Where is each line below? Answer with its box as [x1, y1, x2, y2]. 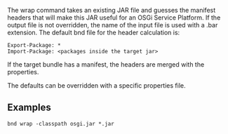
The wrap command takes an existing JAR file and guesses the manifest [7, 6, 216, 14]
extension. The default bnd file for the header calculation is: [7, 28, 180, 36]
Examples [7, 102, 51, 114]
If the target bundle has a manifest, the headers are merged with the [7, 60, 205, 69]
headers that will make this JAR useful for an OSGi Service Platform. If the [7, 13, 221, 22]
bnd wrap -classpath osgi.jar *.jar [7, 120, 114, 127]
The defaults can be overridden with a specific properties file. [7, 81, 186, 90]
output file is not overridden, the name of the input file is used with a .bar [7, 21, 218, 29]
